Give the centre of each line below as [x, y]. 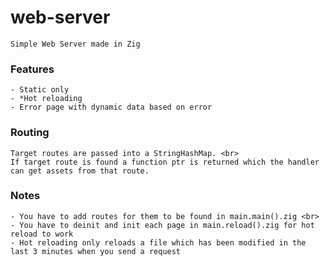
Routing [30, 133]
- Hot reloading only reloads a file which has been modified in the [158, 242]
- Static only [40, 90]
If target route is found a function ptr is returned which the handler [165, 162]
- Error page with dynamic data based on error [111, 107]
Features [32, 69]
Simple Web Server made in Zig [75, 44]
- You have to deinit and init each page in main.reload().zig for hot [162, 225]
